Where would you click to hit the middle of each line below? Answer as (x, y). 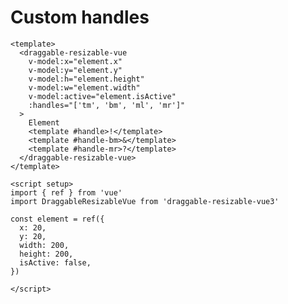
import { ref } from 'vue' (66, 192)
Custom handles (80, 17)
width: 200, (44, 245)
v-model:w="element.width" (84, 87)
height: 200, (46, 254)
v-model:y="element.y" (75, 70)
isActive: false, (55, 262)
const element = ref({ (57, 219)
